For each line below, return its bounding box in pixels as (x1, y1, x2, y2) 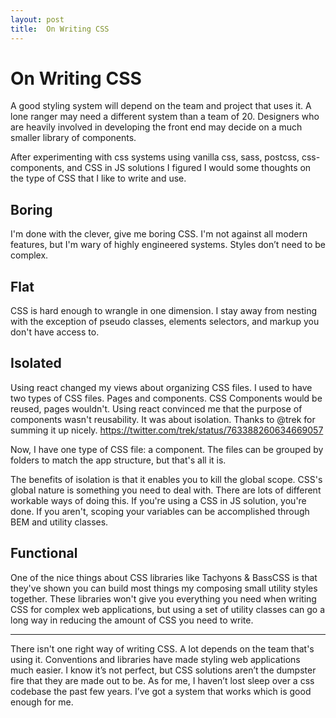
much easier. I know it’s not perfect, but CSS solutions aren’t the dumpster (10, 664, 317, 676)
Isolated (10, 355, 62, 372)
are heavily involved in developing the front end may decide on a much (10, 121, 303, 133)
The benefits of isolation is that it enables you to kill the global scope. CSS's (10, 473, 323, 485)
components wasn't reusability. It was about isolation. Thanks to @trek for (10, 413, 316, 425)
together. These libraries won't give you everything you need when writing (10, 592, 317, 605)
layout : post (10, 14, 65, 25)
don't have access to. (10, 326, 100, 338)
